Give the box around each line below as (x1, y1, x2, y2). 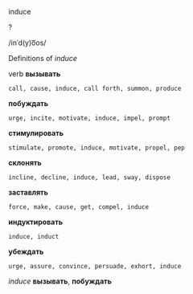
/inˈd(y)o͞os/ (8, 38, 47, 47)
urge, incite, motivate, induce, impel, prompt (8, 114, 171, 122)
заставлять (8, 188, 48, 197)
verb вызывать (8, 69, 61, 79)
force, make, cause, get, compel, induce (8, 203, 150, 211)
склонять (8, 158, 42, 167)
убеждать (8, 247, 44, 256)
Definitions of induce (8, 54, 78, 63)
